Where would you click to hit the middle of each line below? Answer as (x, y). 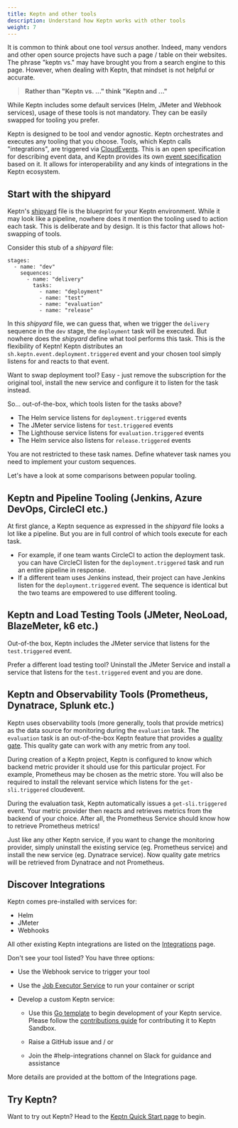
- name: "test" (61, 298)
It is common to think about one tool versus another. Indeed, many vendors (117, 48)
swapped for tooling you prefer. (54, 120)
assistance (44, 1063)
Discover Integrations (56, 885)
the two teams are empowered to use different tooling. (97, 593)
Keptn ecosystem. (34, 172)
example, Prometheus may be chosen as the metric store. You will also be (115, 774)
